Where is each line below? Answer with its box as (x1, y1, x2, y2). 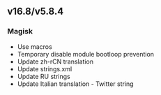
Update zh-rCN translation (17, 57, 94, 66)
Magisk (7, 27, 33, 36)
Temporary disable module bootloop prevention (17, 50, 155, 58)
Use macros (17, 42, 52, 51)
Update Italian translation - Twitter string (17, 80, 134, 88)
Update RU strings (17, 72, 71, 80)
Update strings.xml (17, 64, 72, 73)
